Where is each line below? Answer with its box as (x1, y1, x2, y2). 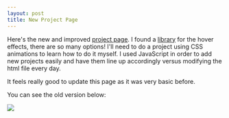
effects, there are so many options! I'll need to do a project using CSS (7, 42, 204, 50)
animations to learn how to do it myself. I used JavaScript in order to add (7, 49, 213, 58)
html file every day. (7, 64, 61, 72)
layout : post (7, 10, 45, 17)
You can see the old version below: (7, 90, 106, 99)
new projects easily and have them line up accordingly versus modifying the (7, 57, 222, 65)
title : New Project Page (7, 16, 78, 23)
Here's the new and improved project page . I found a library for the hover (7, 35, 214, 43)
